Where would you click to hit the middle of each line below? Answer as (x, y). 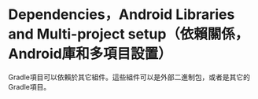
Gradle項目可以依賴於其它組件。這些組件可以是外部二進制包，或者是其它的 (129, 77)
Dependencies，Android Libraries (122, 15)
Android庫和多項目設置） (90, 54)
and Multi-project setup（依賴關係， (129, 34)
